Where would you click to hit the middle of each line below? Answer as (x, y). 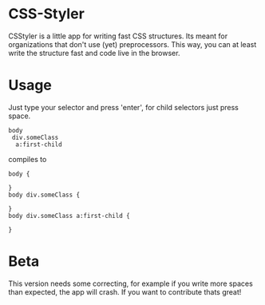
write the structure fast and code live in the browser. (94, 53)
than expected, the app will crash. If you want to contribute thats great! (125, 291)
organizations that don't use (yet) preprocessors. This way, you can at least (132, 44)
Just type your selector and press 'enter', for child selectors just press (124, 107)
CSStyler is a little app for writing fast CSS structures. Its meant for (118, 36)
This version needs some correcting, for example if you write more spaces (131, 283)
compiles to (28, 159)
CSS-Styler (47, 14)
